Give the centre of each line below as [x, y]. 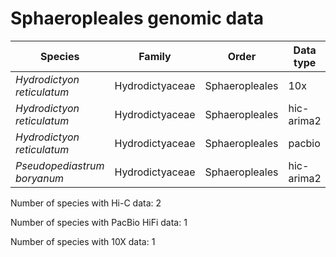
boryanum [40, 178]
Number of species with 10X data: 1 [83, 241]
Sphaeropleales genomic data [137, 18]
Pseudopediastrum [60, 165]
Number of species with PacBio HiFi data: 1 [99, 222]
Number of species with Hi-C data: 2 [86, 203]
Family [155, 56]
